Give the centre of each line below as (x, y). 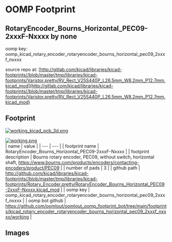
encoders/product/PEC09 (33, 168)
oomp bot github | (47, 200)
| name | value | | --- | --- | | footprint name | (52, 146)
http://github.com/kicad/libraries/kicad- (47, 173)
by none (64, 36)
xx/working (17, 217)
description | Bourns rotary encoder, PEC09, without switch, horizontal (80, 157)
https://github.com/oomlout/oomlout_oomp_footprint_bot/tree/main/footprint (86, 206)
